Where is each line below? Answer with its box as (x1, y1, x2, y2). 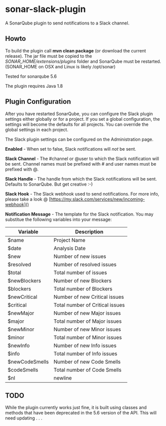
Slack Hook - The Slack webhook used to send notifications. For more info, (5, 191, 160, 197)
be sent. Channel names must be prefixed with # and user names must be (5, 161, 157, 167)
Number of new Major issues (54, 309, 121, 316)
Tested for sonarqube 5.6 (5, 73, 57, 79)
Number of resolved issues (54, 261, 117, 268)
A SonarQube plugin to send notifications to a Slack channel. (5, 20, 130, 26)
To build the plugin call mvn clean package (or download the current (5, 47, 146, 53)
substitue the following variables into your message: (5, 216, 112, 222)
